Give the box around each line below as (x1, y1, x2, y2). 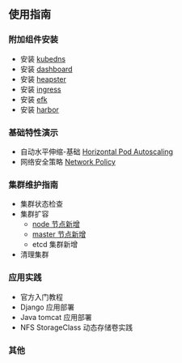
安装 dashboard (19, 64, 73, 74)
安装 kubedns (19, 53, 66, 63)
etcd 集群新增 (32, 240, 78, 250)
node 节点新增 (32, 220, 80, 229)
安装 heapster (19, 74, 67, 83)
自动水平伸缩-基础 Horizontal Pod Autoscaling (19, 147, 174, 156)
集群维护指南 (8, 179, 59, 190)
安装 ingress (19, 84, 61, 94)
